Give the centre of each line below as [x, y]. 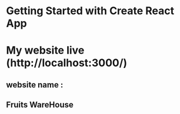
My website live [45, 51]
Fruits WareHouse [40, 105]
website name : [35, 85]
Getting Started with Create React [90, 11]
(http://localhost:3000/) [67, 63]
